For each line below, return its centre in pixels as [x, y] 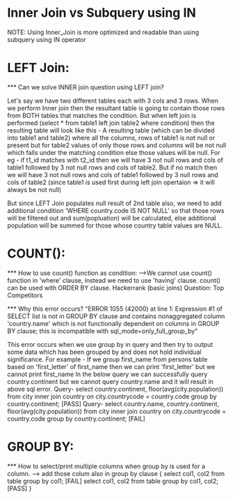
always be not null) [34, 189]
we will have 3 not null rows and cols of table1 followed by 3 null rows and [113, 174]
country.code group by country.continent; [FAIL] [77, 418]
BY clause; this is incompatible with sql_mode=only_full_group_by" [103, 331]
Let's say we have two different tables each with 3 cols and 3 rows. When [113, 100]
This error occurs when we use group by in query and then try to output [110, 344]
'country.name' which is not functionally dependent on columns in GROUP [113, 323]
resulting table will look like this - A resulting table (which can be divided [111, 130]
